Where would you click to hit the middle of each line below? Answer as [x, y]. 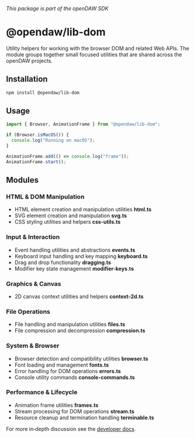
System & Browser [33, 346]
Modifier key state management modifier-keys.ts [74, 268]
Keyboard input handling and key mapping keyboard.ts [81, 256]
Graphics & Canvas [34, 283]
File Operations [28, 312]
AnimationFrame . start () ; [36, 162]
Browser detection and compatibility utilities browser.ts [81, 358]
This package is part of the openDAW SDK [58, 8]
